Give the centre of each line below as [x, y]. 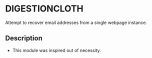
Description [24, 38]
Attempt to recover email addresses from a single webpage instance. [76, 22]
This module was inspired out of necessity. [56, 50]
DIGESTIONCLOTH [44, 9]
